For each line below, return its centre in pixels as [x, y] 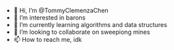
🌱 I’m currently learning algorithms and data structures [90, 25]
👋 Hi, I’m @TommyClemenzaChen [61, 10]
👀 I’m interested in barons [49, 18]
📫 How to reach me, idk [47, 40]
